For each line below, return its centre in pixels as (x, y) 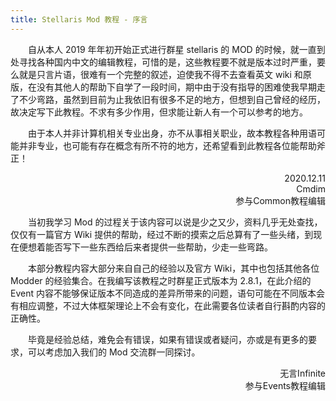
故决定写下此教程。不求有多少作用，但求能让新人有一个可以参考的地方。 (159, 112)
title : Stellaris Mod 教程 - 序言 (79, 19)
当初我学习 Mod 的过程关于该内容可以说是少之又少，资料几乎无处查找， (175, 222)
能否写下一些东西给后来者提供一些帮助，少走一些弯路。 (158, 247)
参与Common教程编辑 (280, 200)
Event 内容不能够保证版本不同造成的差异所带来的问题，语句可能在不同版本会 (167, 293)
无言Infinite (302, 373)
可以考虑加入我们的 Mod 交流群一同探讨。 (114, 352)
